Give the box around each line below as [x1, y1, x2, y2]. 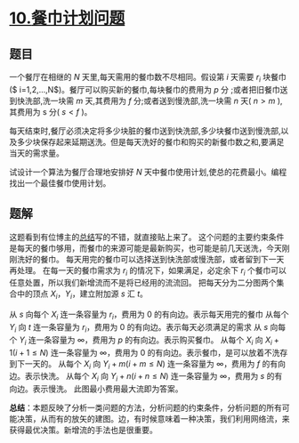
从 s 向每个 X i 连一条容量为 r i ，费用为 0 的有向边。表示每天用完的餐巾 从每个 [9, 309, 289, 321]
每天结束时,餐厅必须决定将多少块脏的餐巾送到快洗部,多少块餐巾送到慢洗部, [9, 125, 282, 136]
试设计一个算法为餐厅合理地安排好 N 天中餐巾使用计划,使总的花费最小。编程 [9, 166, 287, 177]
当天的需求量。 [9, 148, 64, 158]
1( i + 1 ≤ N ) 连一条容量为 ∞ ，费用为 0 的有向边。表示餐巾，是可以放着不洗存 [9, 347, 288, 358]
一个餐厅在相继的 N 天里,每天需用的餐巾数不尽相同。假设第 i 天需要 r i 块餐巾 [9, 72, 287, 85]
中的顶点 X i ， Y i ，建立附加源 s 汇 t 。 [16, 288, 149, 302]
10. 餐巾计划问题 [9, 8, 125, 28]
